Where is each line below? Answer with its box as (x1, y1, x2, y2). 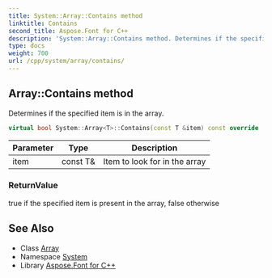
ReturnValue (8, 179, 58, 191)
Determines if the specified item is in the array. (8, 108, 164, 118)
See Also (8, 221, 54, 235)
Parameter (12, 142, 54, 154)
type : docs (8, 42, 45, 50)
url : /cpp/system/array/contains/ (8, 57, 125, 65)
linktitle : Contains (8, 19, 79, 27)
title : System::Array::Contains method (8, 11, 143, 20)
